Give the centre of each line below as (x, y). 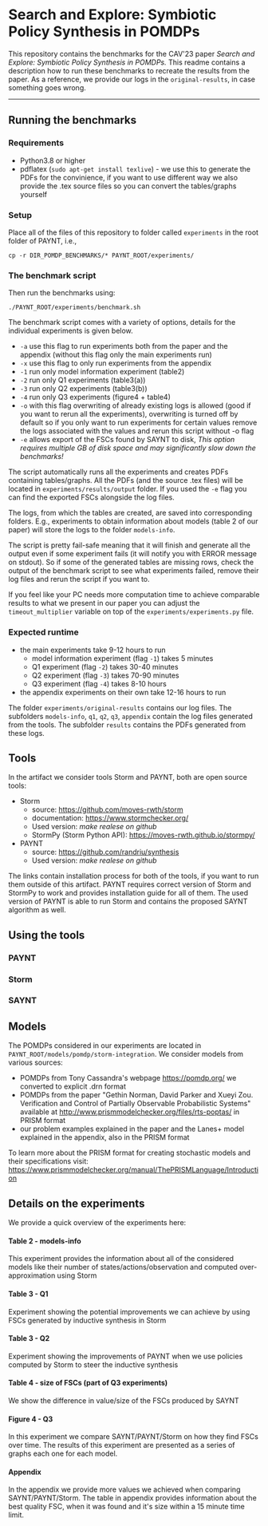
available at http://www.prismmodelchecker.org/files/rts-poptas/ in (130, 1112)
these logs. (27, 733)
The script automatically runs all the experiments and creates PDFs (118, 472)
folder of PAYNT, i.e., (43, 240)
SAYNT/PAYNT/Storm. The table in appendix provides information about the (132, 1498)
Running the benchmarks (73, 120)
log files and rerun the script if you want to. (79, 579)
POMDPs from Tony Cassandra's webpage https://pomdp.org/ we (128, 1078)
